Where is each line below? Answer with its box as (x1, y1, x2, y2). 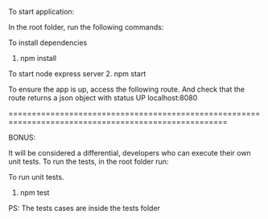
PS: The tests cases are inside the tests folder (8, 204, 161, 213)
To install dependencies (8, 38, 88, 47)
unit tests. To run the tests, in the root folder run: (8, 156, 169, 166)
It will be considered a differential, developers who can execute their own (8, 148, 251, 157)
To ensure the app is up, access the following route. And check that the (8, 84, 245, 94)
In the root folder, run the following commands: (8, 22, 164, 31)
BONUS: (8, 132, 36, 142)
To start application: (8, 7, 75, 16)
